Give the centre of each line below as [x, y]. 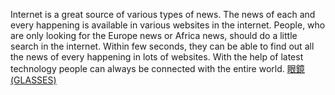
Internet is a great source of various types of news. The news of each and [163, 14]
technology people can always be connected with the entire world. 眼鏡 [157, 68]
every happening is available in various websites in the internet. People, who [168, 25]
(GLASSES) [33, 80]
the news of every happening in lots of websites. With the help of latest [157, 57]
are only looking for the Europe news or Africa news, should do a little [154, 35]
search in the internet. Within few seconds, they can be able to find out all [162, 46]
